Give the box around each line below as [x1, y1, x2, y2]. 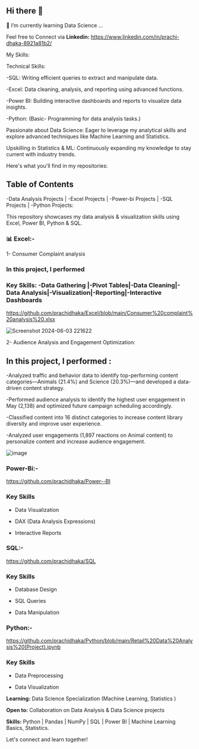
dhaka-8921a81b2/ [6, 39, 52, 46]
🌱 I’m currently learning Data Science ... [6, 21, 103, 29]
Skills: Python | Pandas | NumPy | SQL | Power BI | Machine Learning [6, 717, 176, 725]
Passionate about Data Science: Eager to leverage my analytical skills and [6, 126, 187, 134]
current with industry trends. [6, 150, 76, 158]
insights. [6, 103, 27, 111]
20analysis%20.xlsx [6, 316, 55, 323]
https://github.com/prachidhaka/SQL [6, 557, 96, 565]
